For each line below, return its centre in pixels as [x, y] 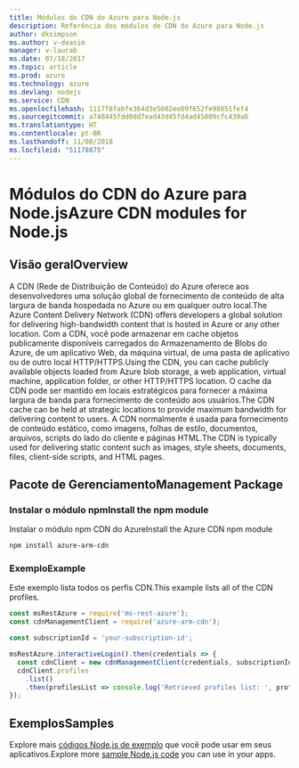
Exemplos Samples [62, 723]
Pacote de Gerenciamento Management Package [146, 485]
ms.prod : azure [37, 76]
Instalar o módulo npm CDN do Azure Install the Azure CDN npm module [141, 529]
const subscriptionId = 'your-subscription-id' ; [101, 638]
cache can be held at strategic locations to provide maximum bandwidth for [148, 409]
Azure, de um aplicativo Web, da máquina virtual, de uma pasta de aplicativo [149, 352]
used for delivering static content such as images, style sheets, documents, [148, 447]
